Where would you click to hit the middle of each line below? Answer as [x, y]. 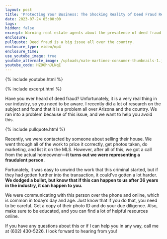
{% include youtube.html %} [34, 80]
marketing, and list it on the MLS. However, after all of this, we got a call [79, 150]
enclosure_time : [22, 51]
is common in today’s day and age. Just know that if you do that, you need [81, 200]
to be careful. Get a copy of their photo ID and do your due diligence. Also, [82, 206]
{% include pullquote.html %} [35, 129]
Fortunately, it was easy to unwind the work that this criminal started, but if [82, 170]
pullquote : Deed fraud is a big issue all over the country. [70, 42]
